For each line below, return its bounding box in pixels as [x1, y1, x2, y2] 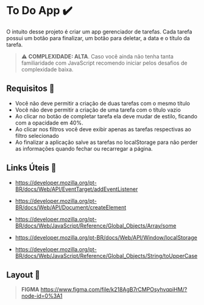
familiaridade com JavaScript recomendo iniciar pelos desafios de [21, 59, 188, 66]
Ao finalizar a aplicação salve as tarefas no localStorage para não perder [15, 138, 198, 146]
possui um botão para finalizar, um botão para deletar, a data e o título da [6, 34, 190, 41]
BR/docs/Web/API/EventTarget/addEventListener [15, 185, 138, 193]
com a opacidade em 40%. [15, 119, 83, 126]
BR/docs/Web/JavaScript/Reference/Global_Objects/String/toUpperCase [15, 252, 198, 259]
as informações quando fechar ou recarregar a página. [15, 145, 153, 152]
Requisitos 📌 [6, 84, 55, 94]
